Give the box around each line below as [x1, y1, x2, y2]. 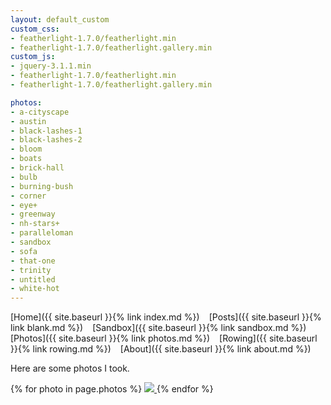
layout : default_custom [10, 14, 110, 25]
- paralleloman [10, 228, 74, 238]
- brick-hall [10, 163, 65, 173]
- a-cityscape [10, 107, 70, 117]
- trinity [10, 265, 52, 275]
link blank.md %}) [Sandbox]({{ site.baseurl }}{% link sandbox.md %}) [10, 322, 307, 334]
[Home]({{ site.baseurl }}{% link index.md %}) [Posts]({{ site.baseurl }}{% [10, 311, 322, 323]
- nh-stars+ [10, 219, 60, 229]
